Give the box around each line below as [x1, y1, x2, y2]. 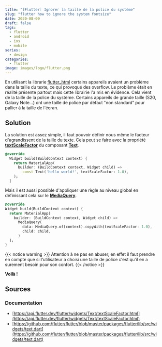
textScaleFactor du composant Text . [5, 142, 79, 148]
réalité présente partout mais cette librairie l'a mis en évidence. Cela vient [5, 89, 152, 95]
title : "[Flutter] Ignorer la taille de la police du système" [5, 7, 135, 12]
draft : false [5, 20, 31, 26]
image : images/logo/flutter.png [5, 66, 70, 71]
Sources [5, 285, 31, 294]
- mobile [9, 43, 27, 48]
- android [9, 34, 29, 39]
